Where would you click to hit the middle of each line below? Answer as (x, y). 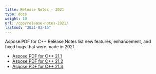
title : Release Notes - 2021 (35, 9)
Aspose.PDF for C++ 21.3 (38, 67)
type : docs (16, 14)
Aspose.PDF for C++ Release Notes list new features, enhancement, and (78, 41)
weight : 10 (16, 18)
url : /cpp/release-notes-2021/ (37, 23)
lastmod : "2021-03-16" (28, 28)
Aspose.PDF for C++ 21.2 (38, 61)
